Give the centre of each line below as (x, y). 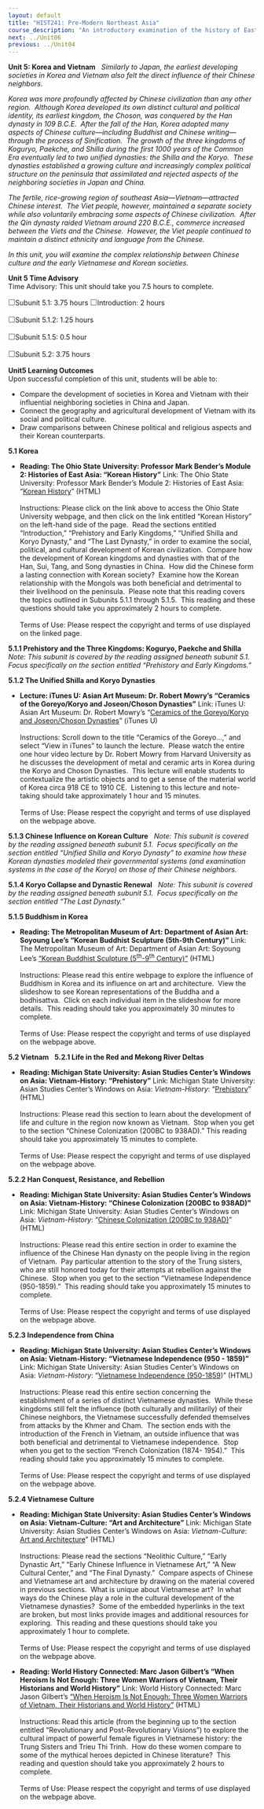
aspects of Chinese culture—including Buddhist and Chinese (107, 132)
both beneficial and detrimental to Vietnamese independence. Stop (129, 1442)
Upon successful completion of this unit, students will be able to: (113, 379)
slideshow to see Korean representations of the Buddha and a (119, 992)
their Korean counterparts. (62, 436)
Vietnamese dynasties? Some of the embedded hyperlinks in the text (132, 1606)
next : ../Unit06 (35, 37)
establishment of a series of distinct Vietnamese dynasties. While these (136, 1400)
